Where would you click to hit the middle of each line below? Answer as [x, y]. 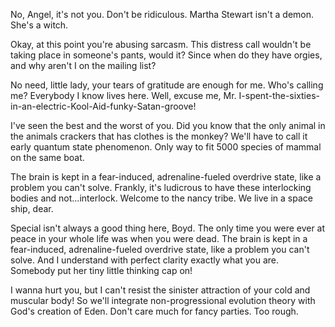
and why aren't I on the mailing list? [83, 65]
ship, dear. [32, 208]
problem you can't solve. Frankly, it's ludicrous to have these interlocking [161, 187]
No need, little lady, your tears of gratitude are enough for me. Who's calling [167, 85]
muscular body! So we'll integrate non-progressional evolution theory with [163, 300]
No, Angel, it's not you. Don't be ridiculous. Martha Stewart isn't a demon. [162, 14]
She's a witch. [39, 25]
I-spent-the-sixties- [279, 95]
